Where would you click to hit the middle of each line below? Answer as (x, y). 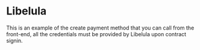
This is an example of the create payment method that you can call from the (100, 28)
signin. (14, 40)
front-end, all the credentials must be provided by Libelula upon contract (96, 34)
